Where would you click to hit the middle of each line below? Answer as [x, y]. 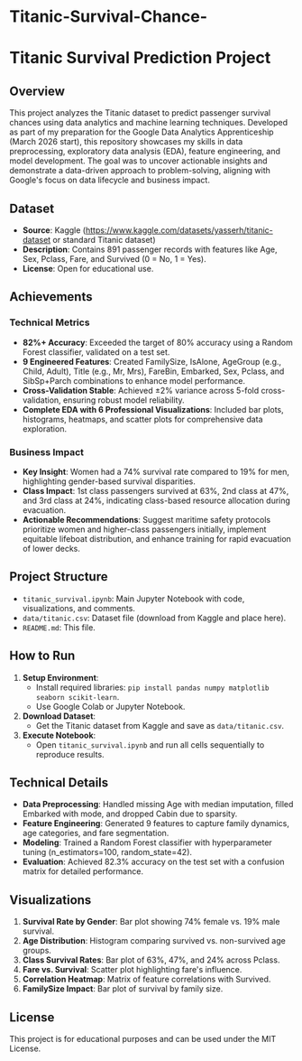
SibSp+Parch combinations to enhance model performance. [134, 380]
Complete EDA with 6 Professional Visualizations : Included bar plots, [153, 409]
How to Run [42, 656]
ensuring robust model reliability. [124, 400]
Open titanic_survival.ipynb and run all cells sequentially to [150, 745]
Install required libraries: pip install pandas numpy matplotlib [152, 687]
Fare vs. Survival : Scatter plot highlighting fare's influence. [132, 970]
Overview [37, 91]
